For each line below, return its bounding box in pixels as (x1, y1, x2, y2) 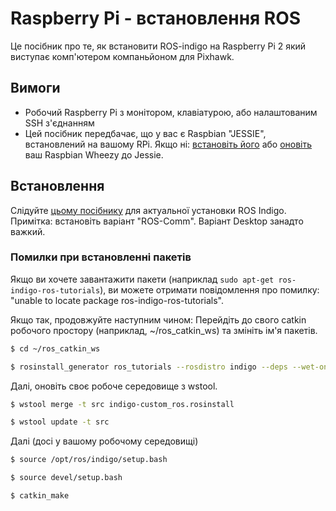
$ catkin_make (10, 491, 70, 501)
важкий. (10, 225, 46, 237)
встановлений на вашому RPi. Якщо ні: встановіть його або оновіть (24, 138, 313, 150)
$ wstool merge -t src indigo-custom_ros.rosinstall (10, 399, 235, 409)
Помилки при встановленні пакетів (10, 250, 192, 264)
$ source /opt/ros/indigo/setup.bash (10, 455, 168, 465)
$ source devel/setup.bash (10, 473, 123, 483)
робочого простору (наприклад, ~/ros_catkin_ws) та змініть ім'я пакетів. (10, 324, 318, 336)
